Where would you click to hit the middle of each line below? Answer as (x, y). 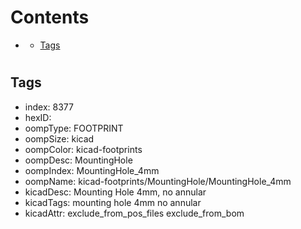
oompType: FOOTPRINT (74, 128)
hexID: (38, 117)
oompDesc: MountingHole (78, 160)
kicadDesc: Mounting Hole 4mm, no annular (115, 192)
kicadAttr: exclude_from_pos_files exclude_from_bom (134, 213)
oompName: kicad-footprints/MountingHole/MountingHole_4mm (158, 181)
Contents (50, 17)
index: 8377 (49, 107)
